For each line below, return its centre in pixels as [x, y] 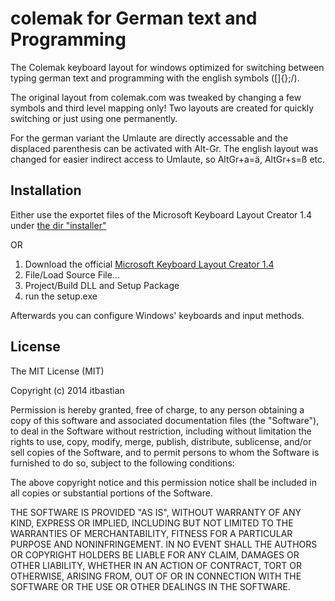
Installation [46, 190]
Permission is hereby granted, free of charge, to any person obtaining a [157, 409]
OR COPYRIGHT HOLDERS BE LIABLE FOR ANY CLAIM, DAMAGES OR [155, 554]
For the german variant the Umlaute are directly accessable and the [149, 138]
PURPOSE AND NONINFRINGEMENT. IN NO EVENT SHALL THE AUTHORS [164, 544]
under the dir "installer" [58, 225]
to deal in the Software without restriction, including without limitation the [161, 431]
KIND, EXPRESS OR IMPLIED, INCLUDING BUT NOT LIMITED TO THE [152, 523]
